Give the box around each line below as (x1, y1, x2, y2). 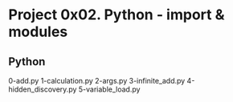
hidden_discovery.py (8, 84, 77, 94)
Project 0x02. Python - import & (8, 6, 225, 24)
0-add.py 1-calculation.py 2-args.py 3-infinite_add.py (8, 76, 186, 85)
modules (8, 22, 68, 41)
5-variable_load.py (78, 84, 141, 94)
